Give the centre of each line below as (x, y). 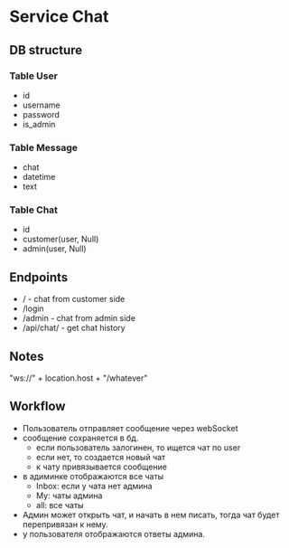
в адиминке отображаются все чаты (93, 476)
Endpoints (39, 277)
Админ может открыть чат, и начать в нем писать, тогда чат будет (151, 515)
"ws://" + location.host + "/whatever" (79, 378)
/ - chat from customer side (74, 299)
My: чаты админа (69, 496)
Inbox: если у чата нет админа (94, 486)
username (41, 105)
